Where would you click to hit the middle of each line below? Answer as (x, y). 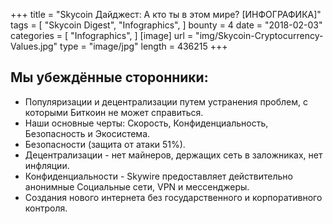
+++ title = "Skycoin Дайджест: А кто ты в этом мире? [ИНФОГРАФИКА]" (166, 14)
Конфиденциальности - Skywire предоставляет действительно (158, 176)
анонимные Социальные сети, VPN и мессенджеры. (137, 186)
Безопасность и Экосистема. (87, 133)
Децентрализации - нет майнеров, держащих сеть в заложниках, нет (173, 155)
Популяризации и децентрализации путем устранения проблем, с (166, 101)
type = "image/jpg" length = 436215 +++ (143, 46)
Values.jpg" (34, 46)
